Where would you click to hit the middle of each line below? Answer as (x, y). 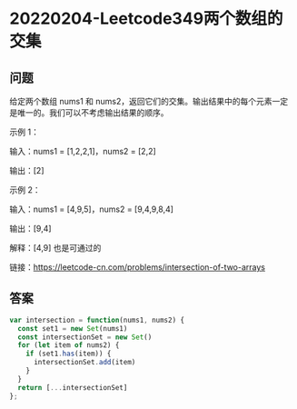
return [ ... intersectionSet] (73, 387)
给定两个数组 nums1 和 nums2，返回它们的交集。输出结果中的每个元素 (141, 101)
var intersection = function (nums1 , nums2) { (97, 320)
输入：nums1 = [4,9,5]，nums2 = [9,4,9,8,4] (92, 209)
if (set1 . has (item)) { (69, 354)
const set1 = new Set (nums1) (73, 328)
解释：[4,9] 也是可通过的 (55, 248)
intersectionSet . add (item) (84, 363)
